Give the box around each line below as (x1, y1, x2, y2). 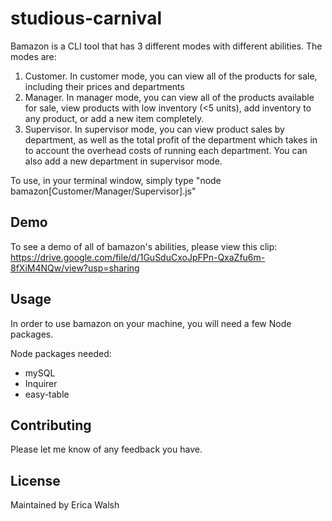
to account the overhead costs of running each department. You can (24, 144, 308, 156)
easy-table (24, 388, 70, 400)
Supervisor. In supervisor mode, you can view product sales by (24, 123, 285, 135)
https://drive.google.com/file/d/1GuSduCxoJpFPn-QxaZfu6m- (10, 251, 266, 263)
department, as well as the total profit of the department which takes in (24, 133, 318, 146)
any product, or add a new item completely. (24, 112, 205, 124)
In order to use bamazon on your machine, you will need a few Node (10, 317, 292, 329)
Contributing (10, 417, 92, 434)
